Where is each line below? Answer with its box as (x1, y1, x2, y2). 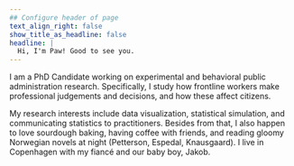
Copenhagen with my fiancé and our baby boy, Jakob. (9, 146, 211, 158)
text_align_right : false (9, 22, 103, 31)
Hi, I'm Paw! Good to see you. (17, 47, 135, 56)
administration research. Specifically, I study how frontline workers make (9, 81, 280, 92)
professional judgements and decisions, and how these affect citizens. (9, 91, 271, 102)
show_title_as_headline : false (9, 30, 127, 39)
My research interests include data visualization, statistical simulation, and (9, 108, 286, 119)
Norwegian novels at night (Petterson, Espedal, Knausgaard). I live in (9, 137, 264, 148)
